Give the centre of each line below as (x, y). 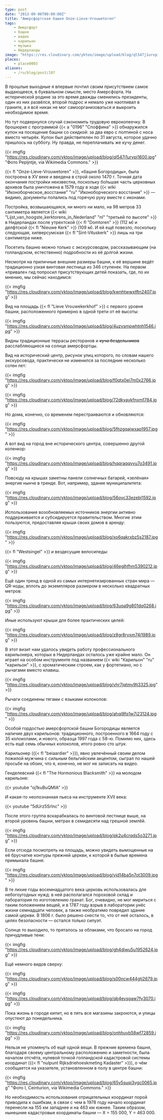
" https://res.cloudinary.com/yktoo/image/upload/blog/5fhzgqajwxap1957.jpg (81, 429)
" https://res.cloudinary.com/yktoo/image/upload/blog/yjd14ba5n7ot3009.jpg (81, 875)
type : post (16, 9)
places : (13, 59)
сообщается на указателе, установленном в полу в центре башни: (74, 1068)
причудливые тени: (25, 935)
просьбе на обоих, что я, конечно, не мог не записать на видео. (72, 764)
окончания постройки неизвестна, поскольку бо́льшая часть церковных (80, 182)
